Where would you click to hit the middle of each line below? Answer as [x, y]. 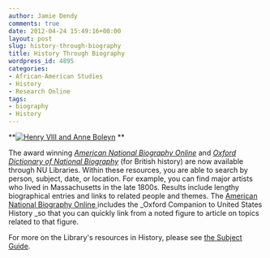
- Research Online [39, 91]
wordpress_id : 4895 [41, 62]
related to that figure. [44, 221]
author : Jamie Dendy [43, 16]
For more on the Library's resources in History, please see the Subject [125, 237]
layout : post [30, 39]
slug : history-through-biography [65, 46]
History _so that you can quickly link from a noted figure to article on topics [134, 213]
